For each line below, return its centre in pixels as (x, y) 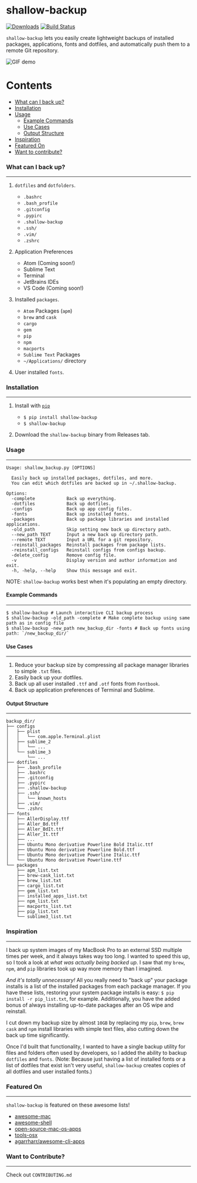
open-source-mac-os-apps (48, 1128)
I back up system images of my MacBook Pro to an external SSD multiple (94, 950)
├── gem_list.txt (38, 891)
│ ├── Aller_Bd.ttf (33, 824)
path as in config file (35, 623)
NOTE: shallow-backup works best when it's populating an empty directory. (97, 581)
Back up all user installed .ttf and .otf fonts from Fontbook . (87, 684)
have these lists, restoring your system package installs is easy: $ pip (90, 992)
